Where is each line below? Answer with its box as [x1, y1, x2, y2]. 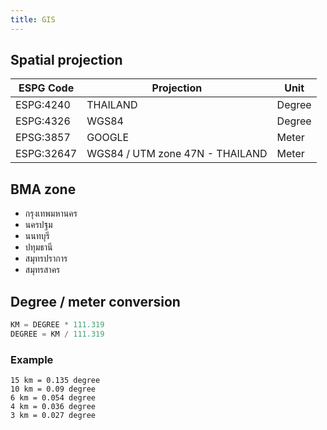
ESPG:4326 [15, 114, 71, 128]
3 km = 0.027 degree [10, 411, 97, 421]
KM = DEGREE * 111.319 [10, 320, 105, 330]
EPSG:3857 [15, 131, 71, 145]
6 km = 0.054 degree [10, 393, 97, 403]
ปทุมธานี [24, 241, 53, 253]
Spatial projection [10, 52, 123, 69]
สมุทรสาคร [24, 264, 61, 276]
